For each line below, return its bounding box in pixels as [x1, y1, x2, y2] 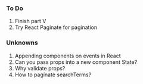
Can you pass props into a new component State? [14, 58, 138, 66]
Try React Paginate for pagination [14, 24, 97, 31]
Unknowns [6, 38, 38, 47]
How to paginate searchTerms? [14, 71, 92, 78]
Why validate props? [14, 64, 66, 72]
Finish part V [14, 18, 46, 25]
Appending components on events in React [14, 52, 121, 59]
